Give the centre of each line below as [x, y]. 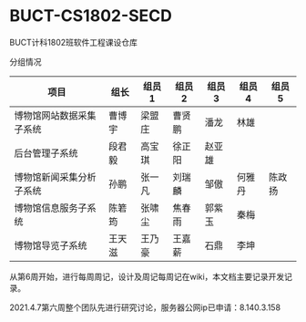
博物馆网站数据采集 [56, 115]
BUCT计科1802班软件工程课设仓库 [74, 42]
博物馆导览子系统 [51, 245]
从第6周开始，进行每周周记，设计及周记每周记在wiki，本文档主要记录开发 [147, 276]
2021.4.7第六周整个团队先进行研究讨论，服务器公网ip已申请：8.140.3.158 [145, 307]
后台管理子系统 [46, 153]
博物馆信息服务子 [51, 208]
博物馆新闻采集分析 [56, 177]
